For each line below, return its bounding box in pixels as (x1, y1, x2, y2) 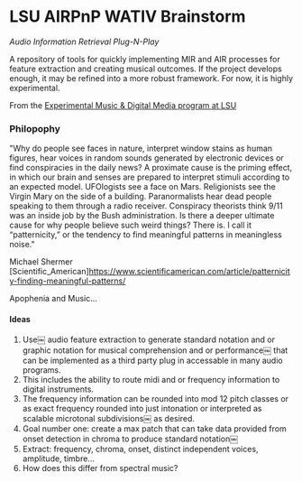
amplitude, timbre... (22, 453, 95, 464)
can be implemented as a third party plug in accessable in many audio (22, 355, 283, 366)
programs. (22, 365, 61, 375)
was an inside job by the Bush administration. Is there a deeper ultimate (9, 210, 275, 221)
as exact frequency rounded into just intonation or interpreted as (22, 403, 262, 414)
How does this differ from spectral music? (22, 463, 178, 474)
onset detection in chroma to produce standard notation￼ (22, 433, 239, 444)
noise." (9, 239, 36, 250)
